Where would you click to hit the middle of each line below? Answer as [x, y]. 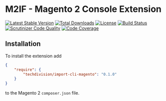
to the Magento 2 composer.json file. [42, 93]
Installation [23, 44]
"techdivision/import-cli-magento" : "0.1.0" [70, 74]
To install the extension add [33, 56]
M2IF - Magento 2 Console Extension [83, 9]
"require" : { [28, 70]
